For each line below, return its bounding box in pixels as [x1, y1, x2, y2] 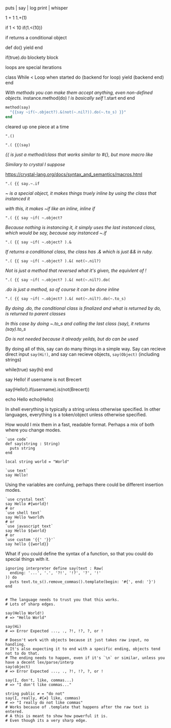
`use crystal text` [5, 496, 47, 502]
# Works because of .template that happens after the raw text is [5, 704, 149, 710]
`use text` [5, 468, 28, 473]
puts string [10, 445, 36, 451]
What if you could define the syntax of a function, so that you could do [5, 550, 154, 557]
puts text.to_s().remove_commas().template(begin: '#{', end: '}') [10, 579, 156, 584]
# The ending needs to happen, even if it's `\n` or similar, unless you [5, 655, 165, 661]
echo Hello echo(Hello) [5, 396, 54, 402]
